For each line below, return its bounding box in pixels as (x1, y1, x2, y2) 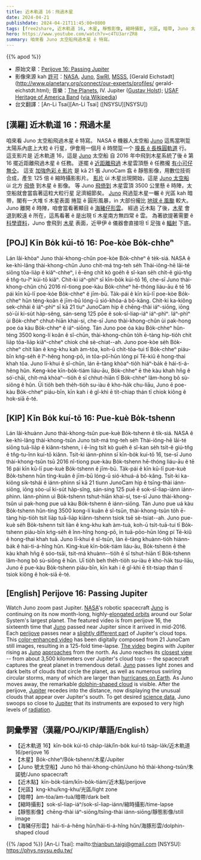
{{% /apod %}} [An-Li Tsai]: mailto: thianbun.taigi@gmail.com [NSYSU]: (6, 840, 181, 848)
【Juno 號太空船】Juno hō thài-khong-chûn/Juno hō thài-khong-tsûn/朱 (14, 764, 194, 771)
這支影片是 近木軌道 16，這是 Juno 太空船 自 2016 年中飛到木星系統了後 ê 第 (6, 152, 194, 159)
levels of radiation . (6, 706, 52, 713)
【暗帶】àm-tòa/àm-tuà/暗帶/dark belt (14, 793, 110, 801)
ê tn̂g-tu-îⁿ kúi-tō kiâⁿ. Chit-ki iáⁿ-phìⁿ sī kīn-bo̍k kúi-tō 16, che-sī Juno (6, 276, 179, 283)
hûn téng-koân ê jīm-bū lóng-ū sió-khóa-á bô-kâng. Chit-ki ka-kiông (22, 297, 193, 304)
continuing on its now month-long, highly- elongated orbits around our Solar (6, 611, 193, 618)
